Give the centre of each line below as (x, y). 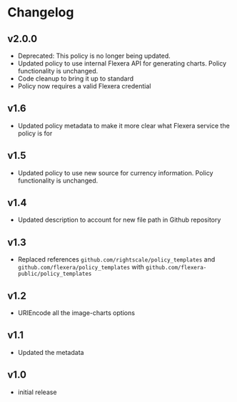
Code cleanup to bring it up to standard (76, 78)
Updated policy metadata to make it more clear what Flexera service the (123, 125)
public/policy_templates (55, 274)
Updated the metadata (51, 352)
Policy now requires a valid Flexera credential (84, 86)
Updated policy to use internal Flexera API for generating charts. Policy (122, 63)
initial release (37, 392)
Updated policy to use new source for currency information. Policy (115, 172)
